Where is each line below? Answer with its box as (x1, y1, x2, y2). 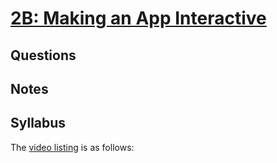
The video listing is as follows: (10, 141, 135, 153)
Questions (10, 47, 77, 64)
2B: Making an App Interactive (10, 7, 267, 30)
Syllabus (10, 115, 67, 132)
